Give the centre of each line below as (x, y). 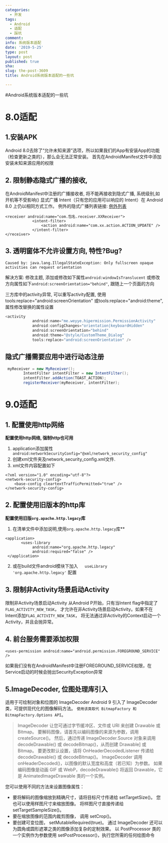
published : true (22, 62)
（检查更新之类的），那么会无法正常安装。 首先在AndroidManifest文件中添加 (83, 156)
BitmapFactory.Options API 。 (36, 715)
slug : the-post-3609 (27, 71)
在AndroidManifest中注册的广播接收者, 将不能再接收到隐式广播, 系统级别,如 (82, 193)
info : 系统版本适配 (23, 43)
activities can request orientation (43, 267)
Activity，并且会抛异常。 (31, 622)
